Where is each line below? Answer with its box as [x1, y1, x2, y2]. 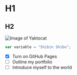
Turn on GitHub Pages [12, 53, 57, 59]
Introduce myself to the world [12, 64, 72, 70]
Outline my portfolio [12, 59, 52, 65]
